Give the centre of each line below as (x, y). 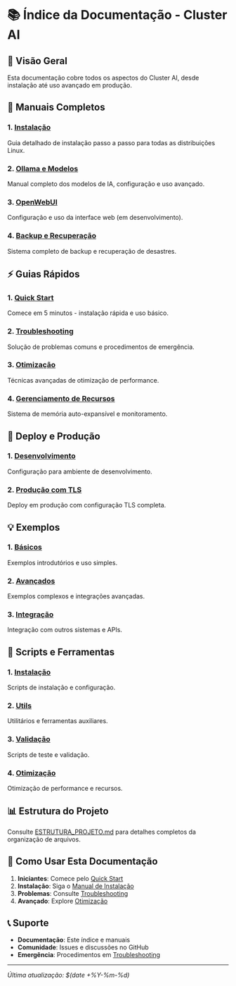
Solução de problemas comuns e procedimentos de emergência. (101, 347)
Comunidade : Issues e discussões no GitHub (83, 947)
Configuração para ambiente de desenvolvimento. (80, 472)
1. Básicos (25, 547)
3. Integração (31, 615)
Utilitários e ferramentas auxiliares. (58, 721)
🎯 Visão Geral (38, 61)
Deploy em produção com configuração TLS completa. (87, 505)
